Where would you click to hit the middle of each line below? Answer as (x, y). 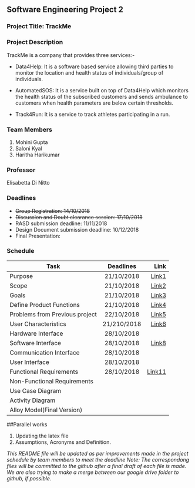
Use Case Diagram (35, 390)
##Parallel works (27, 424)
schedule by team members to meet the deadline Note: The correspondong (98, 459)
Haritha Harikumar (37, 155)
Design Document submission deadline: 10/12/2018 (77, 229)
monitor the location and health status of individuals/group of (89, 72)
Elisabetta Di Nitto (28, 183)
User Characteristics (38, 324)
